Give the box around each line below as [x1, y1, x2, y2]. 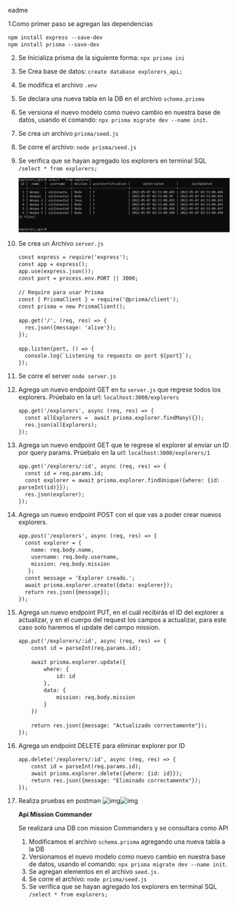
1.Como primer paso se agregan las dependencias [8, 20, 153, 27]
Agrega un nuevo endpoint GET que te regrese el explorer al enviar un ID [18, 441, 229, 449]
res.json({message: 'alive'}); [25, 324, 117, 332]
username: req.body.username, [31, 554, 120, 561]
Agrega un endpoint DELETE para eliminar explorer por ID [18, 742, 186, 750]
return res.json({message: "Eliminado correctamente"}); [31, 778, 202, 785]
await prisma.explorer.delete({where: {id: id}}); [31, 770, 183, 778]
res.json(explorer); [25, 491, 85, 499]
